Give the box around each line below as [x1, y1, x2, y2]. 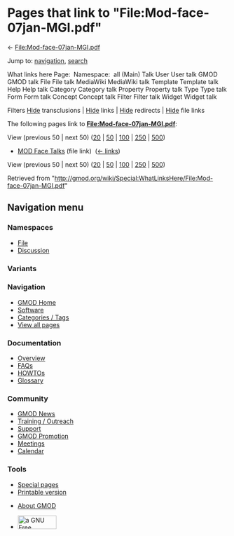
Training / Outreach [17, 417, 74, 425]
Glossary [17, 376, 44, 385]
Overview [17, 354, 46, 362]
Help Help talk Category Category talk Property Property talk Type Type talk [7, 85, 227, 93]
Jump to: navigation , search [7, 56, 88, 64]
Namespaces [7, 223, 54, 233]
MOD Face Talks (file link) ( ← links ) [17, 146, 121, 155]
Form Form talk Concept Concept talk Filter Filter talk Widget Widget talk [7, 92, 217, 101]
